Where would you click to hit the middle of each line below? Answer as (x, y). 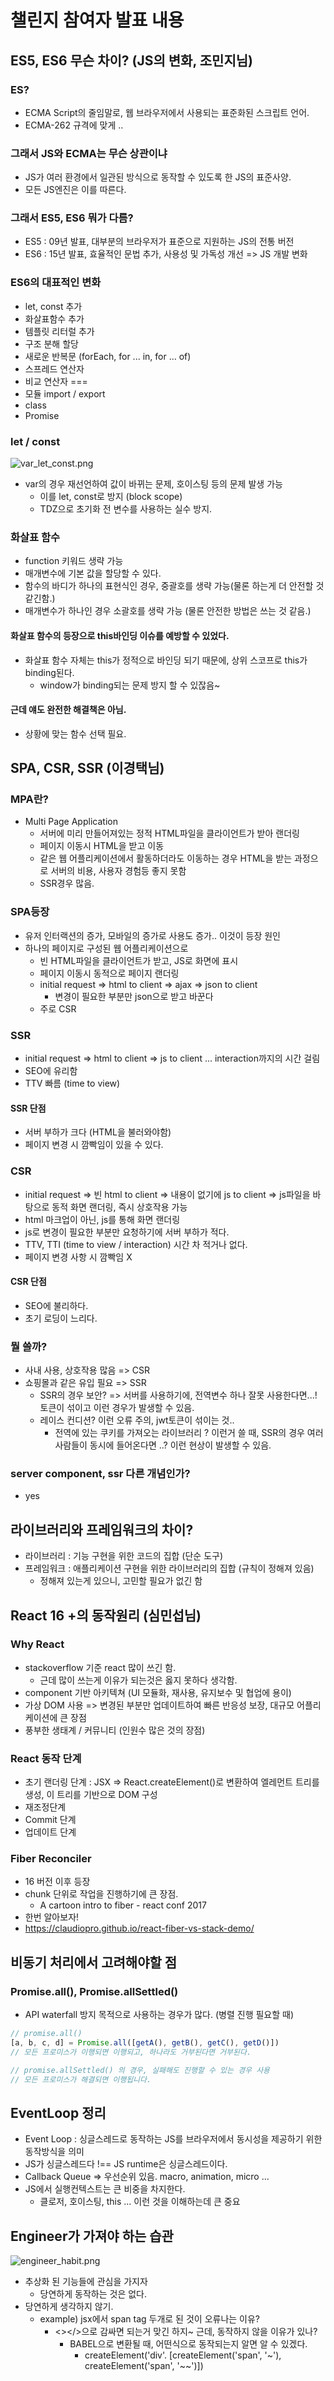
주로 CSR (58, 1008)
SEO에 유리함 (51, 1071)
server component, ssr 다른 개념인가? (100, 1473)
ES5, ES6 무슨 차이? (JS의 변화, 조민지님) (131, 60)
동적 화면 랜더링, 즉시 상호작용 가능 (119, 1207)
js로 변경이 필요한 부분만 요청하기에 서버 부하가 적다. (127, 1232)
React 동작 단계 (46, 1758)
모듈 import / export (65, 393)
